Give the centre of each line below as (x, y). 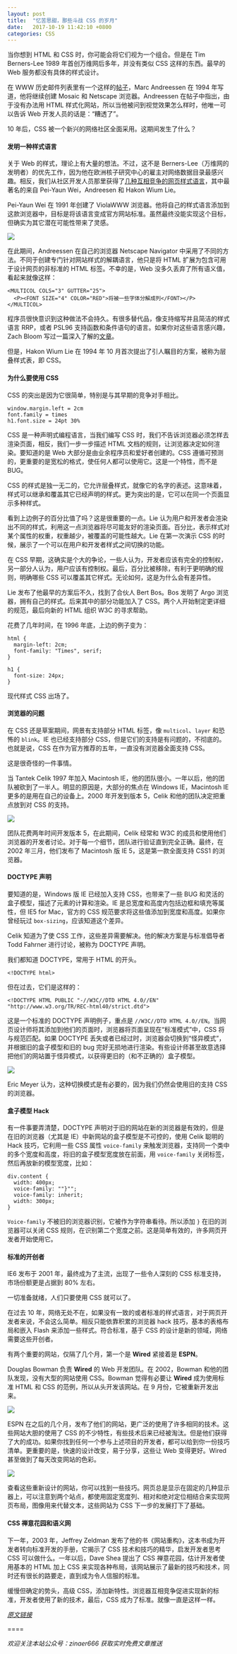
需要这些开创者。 (32, 1339)
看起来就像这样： (32, 277)
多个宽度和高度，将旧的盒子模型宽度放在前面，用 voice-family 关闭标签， (120, 1154)
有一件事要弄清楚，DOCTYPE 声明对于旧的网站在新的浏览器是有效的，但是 (116, 1128)
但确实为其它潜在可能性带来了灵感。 (60, 223)
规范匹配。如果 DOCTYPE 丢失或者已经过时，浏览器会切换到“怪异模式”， (119, 1038)
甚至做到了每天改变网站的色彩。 (54, 1459)
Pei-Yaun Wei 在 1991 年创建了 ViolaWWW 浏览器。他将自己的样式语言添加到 (119, 205)
